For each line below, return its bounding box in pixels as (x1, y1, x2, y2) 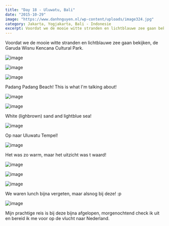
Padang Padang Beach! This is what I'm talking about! (5, 84, 117, 90)
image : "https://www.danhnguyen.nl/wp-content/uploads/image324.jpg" (5, 17, 154, 22)
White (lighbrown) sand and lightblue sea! (5, 113, 92, 119)
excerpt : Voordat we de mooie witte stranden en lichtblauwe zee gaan (5, 26, 156, 31)
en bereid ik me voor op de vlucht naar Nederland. (5, 215, 110, 221)
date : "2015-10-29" (5, 12, 46, 17)
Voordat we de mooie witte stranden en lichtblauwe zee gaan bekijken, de (5, 40, 158, 46)
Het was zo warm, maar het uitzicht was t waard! (5, 152, 107, 158)
